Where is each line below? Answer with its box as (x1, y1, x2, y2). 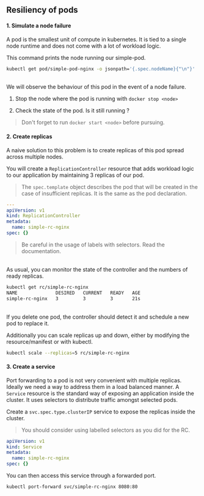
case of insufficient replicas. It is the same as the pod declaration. (21, 190, 188, 197)
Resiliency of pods (6, 5, 78, 15)
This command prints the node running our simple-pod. (6, 54, 146, 61)
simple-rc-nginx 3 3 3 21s (6, 295, 140, 302)
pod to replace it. (6, 319, 49, 327)
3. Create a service (6, 363, 56, 371)
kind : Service (6, 443, 43, 450)
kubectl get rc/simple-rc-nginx (6, 284, 89, 290)
